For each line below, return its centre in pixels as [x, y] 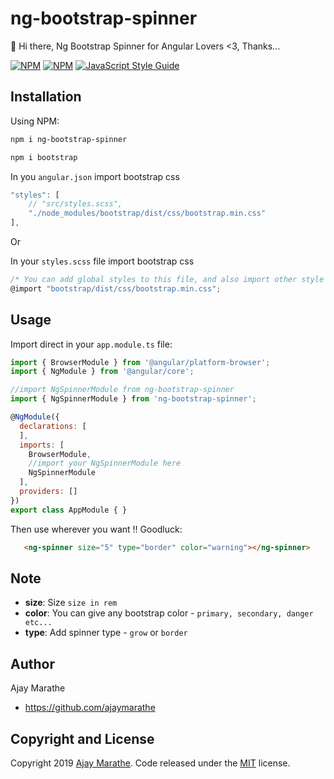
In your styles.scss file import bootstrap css [102, 261]
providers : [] [48, 492]
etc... [38, 623]
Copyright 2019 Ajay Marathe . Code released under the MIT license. [150, 763]
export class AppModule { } [69, 510]
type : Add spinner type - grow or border [106, 633]
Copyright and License [82, 738]
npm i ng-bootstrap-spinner [69, 139]
